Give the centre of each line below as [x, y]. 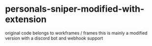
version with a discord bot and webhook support [54, 38]
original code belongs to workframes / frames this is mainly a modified [76, 33]
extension [26, 19]
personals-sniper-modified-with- [75, 9]
